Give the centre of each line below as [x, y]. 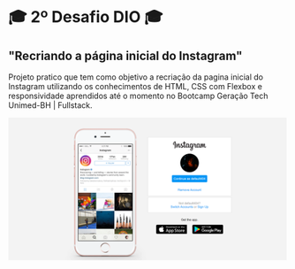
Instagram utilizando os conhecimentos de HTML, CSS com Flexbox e [135, 86]
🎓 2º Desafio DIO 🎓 [86, 17]
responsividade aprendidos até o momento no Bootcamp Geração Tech [138, 96]
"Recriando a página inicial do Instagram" [125, 55]
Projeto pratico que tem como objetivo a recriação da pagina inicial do [136, 77]
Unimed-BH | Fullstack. [51, 105]
